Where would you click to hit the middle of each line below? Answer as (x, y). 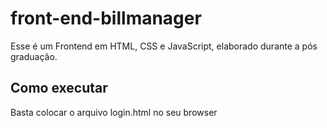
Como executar (59, 88)
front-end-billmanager (106, 18)
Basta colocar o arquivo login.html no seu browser (114, 112)
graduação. (34, 56)
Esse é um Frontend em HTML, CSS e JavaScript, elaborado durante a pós (164, 46)
